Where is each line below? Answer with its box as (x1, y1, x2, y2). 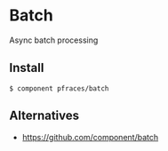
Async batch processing (9, 35, 99, 45)
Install (9, 60, 44, 75)
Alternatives (9, 108, 80, 123)
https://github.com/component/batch (21, 131, 158, 142)
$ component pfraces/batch (9, 83, 109, 93)
